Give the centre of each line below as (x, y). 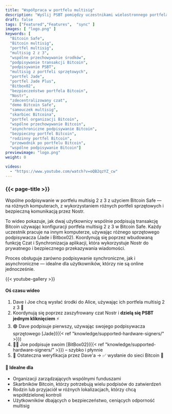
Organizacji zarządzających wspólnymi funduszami (67, 379)
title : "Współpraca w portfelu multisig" (50, 10)
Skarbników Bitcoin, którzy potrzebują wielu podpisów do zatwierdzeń (87, 384)
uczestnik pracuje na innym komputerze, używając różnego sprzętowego (82, 232)
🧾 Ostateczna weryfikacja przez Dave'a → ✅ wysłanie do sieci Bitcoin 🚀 (88, 355)
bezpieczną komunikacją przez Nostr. (45, 211)
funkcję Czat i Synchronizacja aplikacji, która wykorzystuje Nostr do (77, 243)
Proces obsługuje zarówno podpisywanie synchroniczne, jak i (70, 258)
